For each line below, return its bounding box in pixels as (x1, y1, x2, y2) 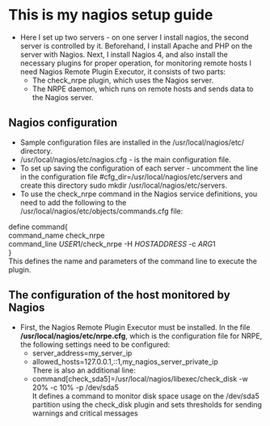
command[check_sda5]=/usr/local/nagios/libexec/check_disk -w (32, 373, 248, 383)
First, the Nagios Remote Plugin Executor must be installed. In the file (19, 322, 251, 332)
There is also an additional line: (32, 365, 136, 375)
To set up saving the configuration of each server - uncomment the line (19, 163, 259, 173)
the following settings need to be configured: (19, 340, 171, 349)
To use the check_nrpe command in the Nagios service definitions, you (19, 188, 258, 199)
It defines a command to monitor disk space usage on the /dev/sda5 (32, 390, 260, 401)
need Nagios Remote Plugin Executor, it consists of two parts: (19, 66, 226, 76)
